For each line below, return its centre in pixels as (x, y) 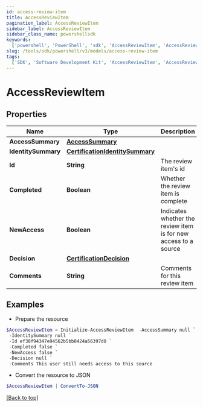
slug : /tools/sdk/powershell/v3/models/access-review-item (82, 51)
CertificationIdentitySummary (111, 151)
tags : (13, 57)
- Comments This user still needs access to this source (81, 364)
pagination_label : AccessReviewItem (52, 23)
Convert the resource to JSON (53, 375)
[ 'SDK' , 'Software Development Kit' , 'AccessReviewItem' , (86, 62)
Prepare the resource (41, 319)
